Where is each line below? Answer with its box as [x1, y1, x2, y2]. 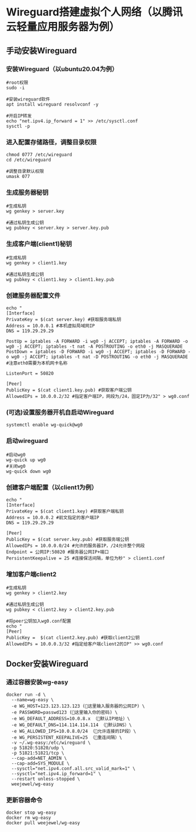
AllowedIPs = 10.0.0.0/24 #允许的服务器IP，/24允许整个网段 [6, 542, 145, 549]
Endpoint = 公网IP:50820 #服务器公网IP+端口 [6, 549, 109, 555]
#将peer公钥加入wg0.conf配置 [6, 619, 72, 624]
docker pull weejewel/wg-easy [6, 820, 81, 826]
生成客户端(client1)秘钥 [6, 240, 72, 248]
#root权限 [6, 79, 28, 86]
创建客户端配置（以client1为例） [6, 483, 98, 491]
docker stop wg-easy [6, 810, 57, 816]
